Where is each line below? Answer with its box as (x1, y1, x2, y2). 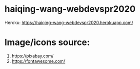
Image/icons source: (4, 37, 90, 48)
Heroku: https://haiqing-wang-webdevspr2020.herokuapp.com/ (4, 20, 134, 25)
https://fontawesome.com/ (11, 58, 65, 64)
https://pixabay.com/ (11, 53, 54, 59)
